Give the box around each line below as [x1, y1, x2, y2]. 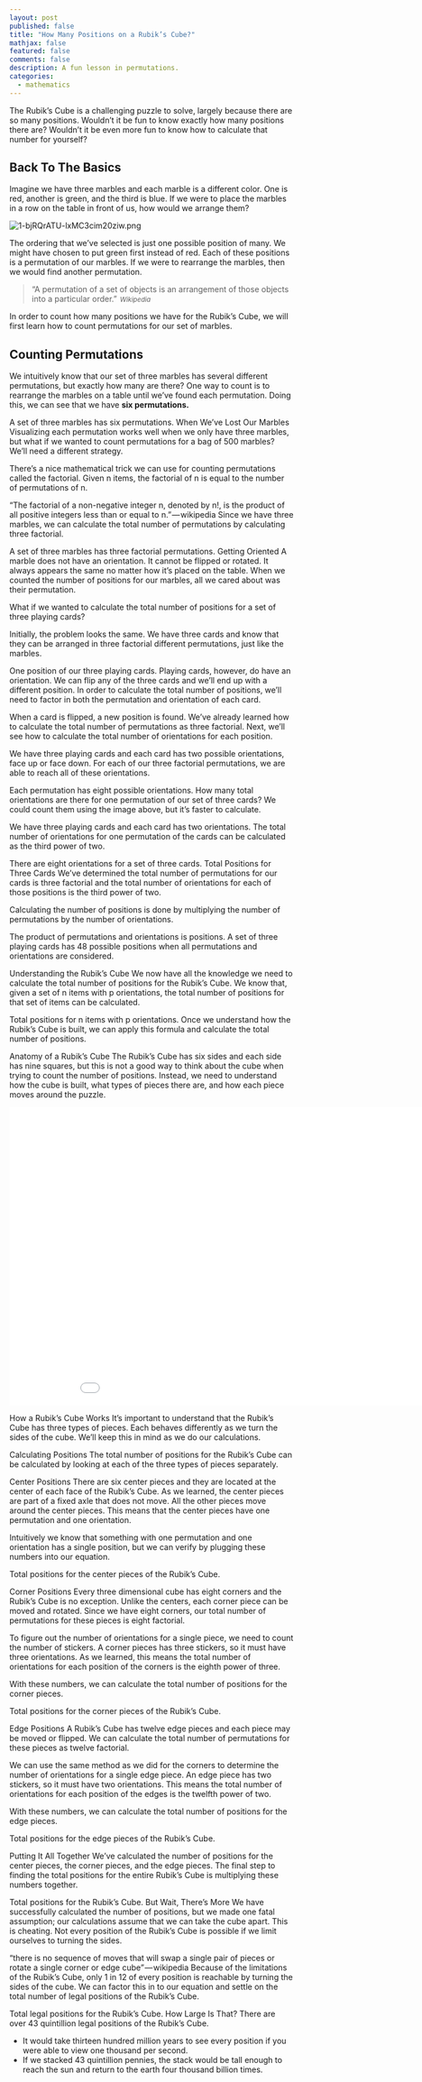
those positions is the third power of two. [9, 887, 162, 898]
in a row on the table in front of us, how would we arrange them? [9, 203, 250, 214]
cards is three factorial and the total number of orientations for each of [9, 877, 272, 888]
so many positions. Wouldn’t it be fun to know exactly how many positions [9, 115, 284, 125]
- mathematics [17, 80, 70, 89]
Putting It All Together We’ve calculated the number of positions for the [9, 1850, 273, 1862]
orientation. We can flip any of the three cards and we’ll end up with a [9, 675, 268, 686]
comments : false [9, 55, 70, 64]
